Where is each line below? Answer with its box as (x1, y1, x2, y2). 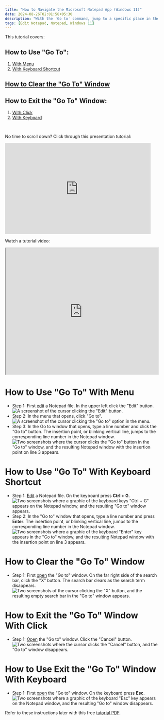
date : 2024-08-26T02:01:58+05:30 (5, 12, 73, 17)
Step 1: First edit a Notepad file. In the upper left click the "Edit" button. (12, 403, 154, 409)
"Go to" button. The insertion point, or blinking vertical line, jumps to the (12, 429, 156, 435)
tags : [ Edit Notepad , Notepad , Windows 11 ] (5, 20, 95, 26)
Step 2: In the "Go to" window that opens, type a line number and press (12, 514, 155, 519)
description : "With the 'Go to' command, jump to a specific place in (5, 16, 151, 21)
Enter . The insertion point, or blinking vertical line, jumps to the (12, 518, 138, 525)
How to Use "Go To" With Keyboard (5, 466, 151, 478)
